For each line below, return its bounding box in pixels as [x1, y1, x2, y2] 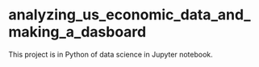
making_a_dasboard [8, 23, 147, 41]
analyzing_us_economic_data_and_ [8, 6, 252, 24]
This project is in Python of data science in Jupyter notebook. [8, 49, 214, 59]
